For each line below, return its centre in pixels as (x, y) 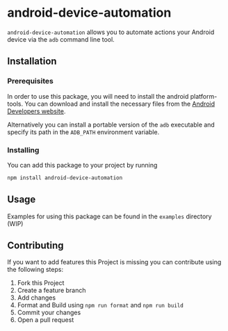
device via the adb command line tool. (61, 39)
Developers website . (36, 111)
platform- (204, 96)
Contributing (35, 245)
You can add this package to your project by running (82, 165)
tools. (15, 104)
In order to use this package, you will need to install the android (98, 96)
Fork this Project (41, 283)
